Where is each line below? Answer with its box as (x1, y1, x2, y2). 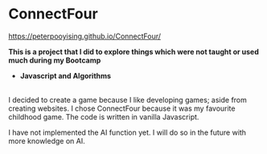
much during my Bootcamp (8, 55, 101, 65)
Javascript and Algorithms (19, 71, 111, 80)
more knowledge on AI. (8, 136, 86, 145)
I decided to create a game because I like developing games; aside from (8, 95, 248, 104)
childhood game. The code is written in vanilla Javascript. (8, 111, 199, 121)
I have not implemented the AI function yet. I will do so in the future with (8, 128, 247, 137)
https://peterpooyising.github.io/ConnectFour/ (8, 31, 162, 41)
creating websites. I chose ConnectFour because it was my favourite (8, 103, 236, 113)
